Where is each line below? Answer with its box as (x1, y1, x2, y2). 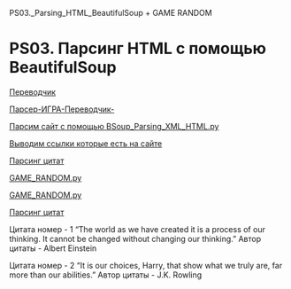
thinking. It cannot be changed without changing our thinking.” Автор (9, 233, 262, 244)
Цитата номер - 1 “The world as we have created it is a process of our (9, 223, 265, 234)
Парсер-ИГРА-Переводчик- (9, 104, 115, 114)
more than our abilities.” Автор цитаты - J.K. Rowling (9, 269, 203, 280)
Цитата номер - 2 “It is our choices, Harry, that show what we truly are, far (9, 260, 283, 270)
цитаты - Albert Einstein (9, 243, 97, 254)
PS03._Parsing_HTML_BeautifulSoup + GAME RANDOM (9, 8, 212, 18)
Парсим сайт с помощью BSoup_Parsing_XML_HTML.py (9, 121, 219, 131)
